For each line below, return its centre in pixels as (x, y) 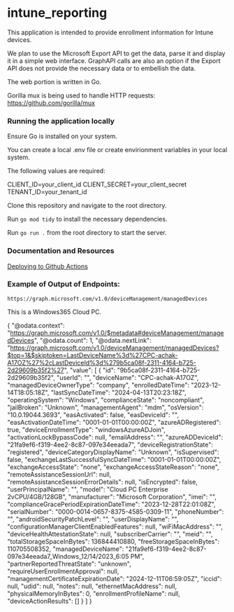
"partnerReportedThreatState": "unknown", (69, 564)
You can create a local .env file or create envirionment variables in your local (117, 150)
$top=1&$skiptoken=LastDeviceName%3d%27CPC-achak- (93, 355)
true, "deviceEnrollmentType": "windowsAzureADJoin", (87, 430)
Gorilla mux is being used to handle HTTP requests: (81, 95)
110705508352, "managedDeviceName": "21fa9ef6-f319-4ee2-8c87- (107, 549)
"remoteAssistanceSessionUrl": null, (59, 474)
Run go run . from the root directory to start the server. (87, 233)
